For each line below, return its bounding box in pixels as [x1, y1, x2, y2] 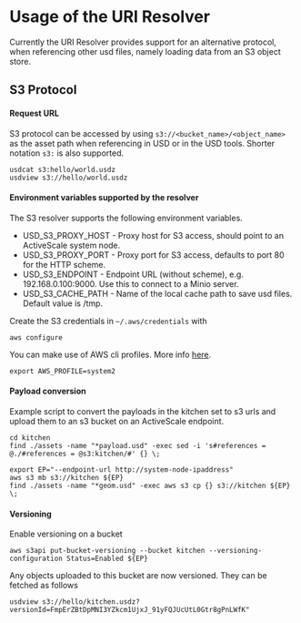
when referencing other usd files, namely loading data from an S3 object [9, 46, 281, 56]
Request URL [9, 107, 59, 118]
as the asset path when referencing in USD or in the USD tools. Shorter [9, 138, 276, 148]
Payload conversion [9, 385, 86, 397]
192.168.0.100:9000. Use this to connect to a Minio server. [22, 278, 239, 289]
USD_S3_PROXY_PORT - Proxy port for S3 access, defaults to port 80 [22, 249, 285, 260]
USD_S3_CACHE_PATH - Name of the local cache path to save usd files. [22, 288, 293, 299]
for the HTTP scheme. [22, 259, 106, 270]
